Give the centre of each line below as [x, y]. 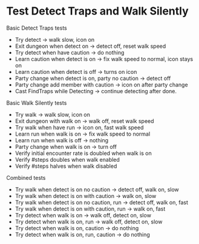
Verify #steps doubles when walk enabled [67, 159]
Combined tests [26, 177]
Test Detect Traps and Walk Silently [97, 11]
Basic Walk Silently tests [37, 103]
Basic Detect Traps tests [37, 28]
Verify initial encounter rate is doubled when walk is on [83, 153]
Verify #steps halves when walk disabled [66, 166]
